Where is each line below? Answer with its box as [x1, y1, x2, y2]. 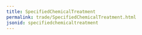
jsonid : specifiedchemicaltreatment [6, 20, 98, 26]
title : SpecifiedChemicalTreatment [6, 8, 96, 15]
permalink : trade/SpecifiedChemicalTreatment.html [6, 14, 137, 20]
